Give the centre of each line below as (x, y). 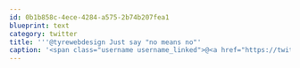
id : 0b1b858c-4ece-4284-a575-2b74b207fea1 (89, 17)
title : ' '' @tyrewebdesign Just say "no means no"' (105, 42)
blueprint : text (39, 26)
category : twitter (43, 34)
